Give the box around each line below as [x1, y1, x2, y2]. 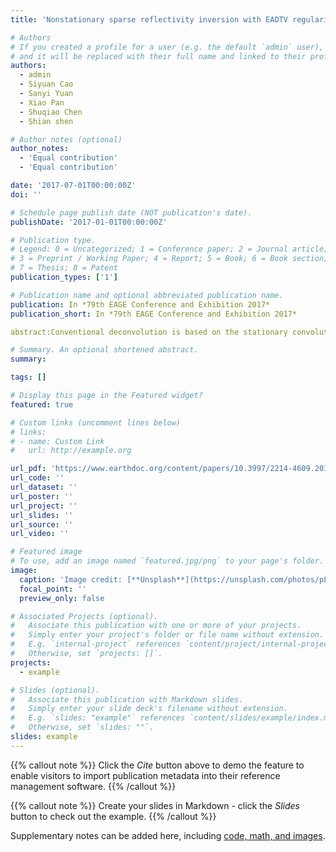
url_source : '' [10, 519, 74, 530]
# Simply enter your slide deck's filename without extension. [10, 704, 288, 714]
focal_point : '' [19, 584, 87, 594]
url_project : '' [10, 501, 78, 511]
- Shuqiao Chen [19, 107, 83, 117]
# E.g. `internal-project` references [10, 639, 182, 650]
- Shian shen [19, 116, 74, 126]
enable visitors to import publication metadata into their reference [10, 769, 281, 781]
